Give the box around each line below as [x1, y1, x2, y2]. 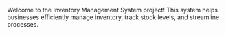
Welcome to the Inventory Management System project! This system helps [7, 6, 218, 14]
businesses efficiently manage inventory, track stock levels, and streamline [7, 13, 220, 21]
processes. [7, 21, 39, 28]
